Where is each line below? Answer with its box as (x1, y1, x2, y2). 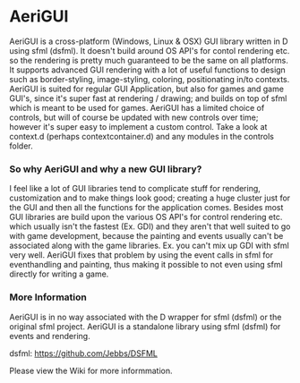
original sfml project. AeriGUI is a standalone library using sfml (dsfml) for (9, 320, 281, 332)
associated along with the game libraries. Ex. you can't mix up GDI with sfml (9, 240, 289, 251)
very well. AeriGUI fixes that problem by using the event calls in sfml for (9, 250, 273, 260)
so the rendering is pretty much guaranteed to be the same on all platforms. (9, 55, 288, 65)
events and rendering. (9, 330, 91, 341)
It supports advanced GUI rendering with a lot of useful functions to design (9, 64, 287, 75)
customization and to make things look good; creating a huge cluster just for (9, 192, 291, 203)
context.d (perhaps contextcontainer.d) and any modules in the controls (9, 131, 275, 141)
